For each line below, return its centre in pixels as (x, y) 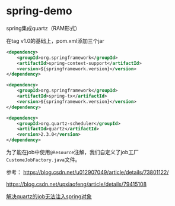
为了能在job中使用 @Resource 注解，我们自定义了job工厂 (73, 152)
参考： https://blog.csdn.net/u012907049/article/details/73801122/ (87, 172)
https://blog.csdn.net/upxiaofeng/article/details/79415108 (77, 184)
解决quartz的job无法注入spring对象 (49, 196)
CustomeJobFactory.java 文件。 (43, 160)
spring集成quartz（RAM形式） (43, 28)
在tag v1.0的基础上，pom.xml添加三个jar (55, 40)
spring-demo (39, 11)
